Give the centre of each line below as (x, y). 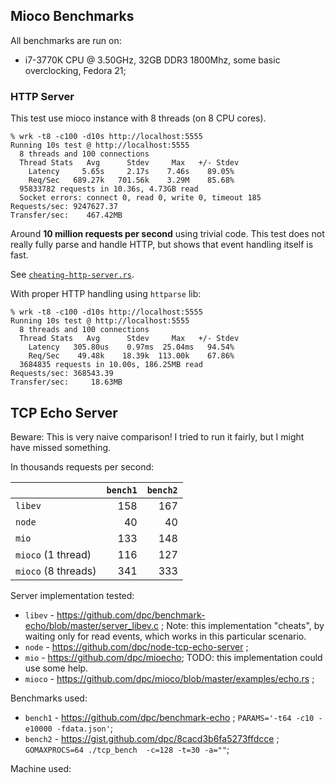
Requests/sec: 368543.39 (62, 374)
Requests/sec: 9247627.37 (64, 207)
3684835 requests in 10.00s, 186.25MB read (111, 365)
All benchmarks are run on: (66, 40)
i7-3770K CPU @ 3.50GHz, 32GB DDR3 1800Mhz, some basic (152, 60)
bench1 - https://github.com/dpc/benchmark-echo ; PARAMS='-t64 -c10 (169, 717)
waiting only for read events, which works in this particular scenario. (165, 636)
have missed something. (61, 447)
